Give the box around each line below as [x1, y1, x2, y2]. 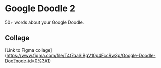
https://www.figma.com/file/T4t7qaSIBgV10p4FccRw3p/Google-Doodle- [6, 52, 156, 58]
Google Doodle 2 [5, 3, 76, 14]
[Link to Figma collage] [5, 47, 52, 53]
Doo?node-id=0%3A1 [5, 58, 50, 64]
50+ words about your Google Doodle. [5, 19, 84, 25]
